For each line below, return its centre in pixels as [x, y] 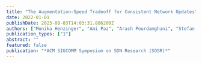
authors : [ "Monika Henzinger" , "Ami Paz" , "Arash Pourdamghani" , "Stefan [101, 28]
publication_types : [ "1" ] [38, 34]
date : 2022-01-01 [28, 17]
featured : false [26, 46]
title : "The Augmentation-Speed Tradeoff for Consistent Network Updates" [102, 12]
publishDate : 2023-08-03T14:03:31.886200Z [60, 23]
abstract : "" [23, 40]
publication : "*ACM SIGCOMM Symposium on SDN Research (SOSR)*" [88, 51]
